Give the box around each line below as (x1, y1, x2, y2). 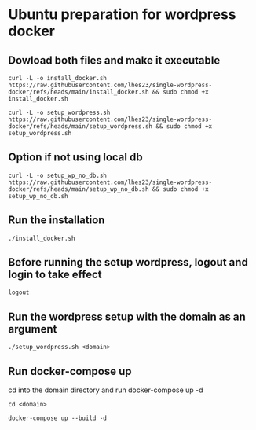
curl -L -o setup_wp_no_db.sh (8, 171, 108, 179)
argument (8, 322, 57, 336)
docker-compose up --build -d (8, 414, 108, 422)
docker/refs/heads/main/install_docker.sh (8, 88, 149, 96)
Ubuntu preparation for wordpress (8, 6, 237, 24)
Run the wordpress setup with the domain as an (8, 310, 246, 323)
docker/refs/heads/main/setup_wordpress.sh (8, 123, 153, 130)
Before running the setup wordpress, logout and (8, 255, 249, 269)
